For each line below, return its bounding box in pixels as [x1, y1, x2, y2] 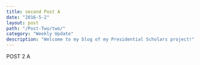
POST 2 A [6, 53, 31, 60]
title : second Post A [6, 8, 61, 15]
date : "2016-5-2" [6, 14, 50, 20]
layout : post [6, 20, 39, 26]
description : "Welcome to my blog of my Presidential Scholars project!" [6, 36, 195, 42]
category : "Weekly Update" [6, 31, 74, 37]
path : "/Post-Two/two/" [6, 25, 66, 32]
